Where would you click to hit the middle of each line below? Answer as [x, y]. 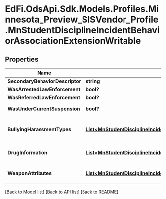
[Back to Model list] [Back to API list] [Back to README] [62, 192]
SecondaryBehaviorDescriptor [44, 81]
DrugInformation [28, 153]
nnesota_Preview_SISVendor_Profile [82, 20]
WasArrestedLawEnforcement [44, 89]
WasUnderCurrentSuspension [44, 109]
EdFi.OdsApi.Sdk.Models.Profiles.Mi [82, 9]
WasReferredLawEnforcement [44, 98]
